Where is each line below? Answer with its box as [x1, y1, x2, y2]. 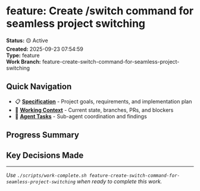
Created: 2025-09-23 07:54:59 [6, 45, 83, 52]
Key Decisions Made [6, 150, 84, 160]
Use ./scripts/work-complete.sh [6, 171, 87, 179]
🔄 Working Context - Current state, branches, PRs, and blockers [14, 106, 174, 114]
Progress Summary [6, 130, 79, 140]
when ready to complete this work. [77, 177, 162, 185]
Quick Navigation [6, 82, 72, 92]
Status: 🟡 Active [6, 37, 49, 44]
